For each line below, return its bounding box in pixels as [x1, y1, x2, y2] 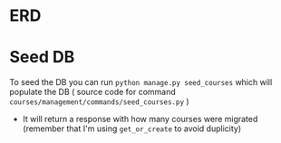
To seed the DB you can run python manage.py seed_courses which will [9, 77, 273, 88]
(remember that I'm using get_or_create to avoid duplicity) [22, 123, 242, 134]
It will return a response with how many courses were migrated [22, 114, 258, 125]
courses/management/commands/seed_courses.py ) [9, 96, 189, 107]
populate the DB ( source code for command [9, 87, 177, 98]
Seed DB [9, 47, 75, 68]
